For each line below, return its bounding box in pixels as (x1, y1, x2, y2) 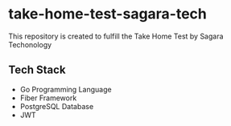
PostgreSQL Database (19, 101, 94, 111)
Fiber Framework (19, 93, 77, 103)
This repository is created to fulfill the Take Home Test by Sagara (8, 31, 224, 41)
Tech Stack (8, 63, 66, 77)
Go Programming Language (19, 84, 112, 94)
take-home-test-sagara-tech (8, 5, 208, 23)
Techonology (8, 39, 52, 49)
